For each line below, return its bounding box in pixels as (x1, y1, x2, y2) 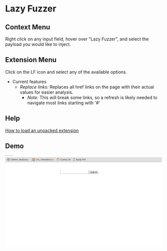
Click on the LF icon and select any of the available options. (5, 69, 127, 75)
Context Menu (5, 23, 51, 31)
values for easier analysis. (19, 89, 74, 95)
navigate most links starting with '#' (27, 100, 100, 106)
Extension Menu (5, 56, 57, 64)
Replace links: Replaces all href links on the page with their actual (19, 84, 154, 90)
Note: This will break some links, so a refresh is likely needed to (27, 94, 158, 100)
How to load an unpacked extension (5, 127, 79, 133)
